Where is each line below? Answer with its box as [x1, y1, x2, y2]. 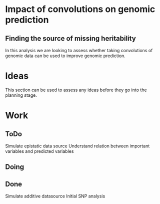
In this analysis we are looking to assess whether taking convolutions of [5, 48, 153, 53]
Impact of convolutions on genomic [5, 4, 155, 15]
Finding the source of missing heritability [5, 34, 136, 43]
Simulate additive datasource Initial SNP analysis [5, 193, 105, 199]
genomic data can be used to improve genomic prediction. [5, 53, 126, 59]
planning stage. [5, 92, 37, 98]
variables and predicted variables [5, 148, 74, 154]
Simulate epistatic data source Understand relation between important [5, 143, 150, 149]
